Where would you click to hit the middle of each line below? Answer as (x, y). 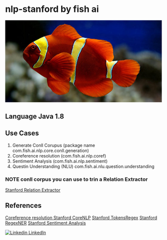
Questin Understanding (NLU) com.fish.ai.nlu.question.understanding (83, 166)
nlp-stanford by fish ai (52, 9)
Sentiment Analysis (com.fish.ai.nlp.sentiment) (60, 161)
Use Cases (22, 133)
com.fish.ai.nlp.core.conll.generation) (51, 151)
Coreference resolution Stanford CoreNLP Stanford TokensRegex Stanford (81, 218)
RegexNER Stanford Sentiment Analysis (45, 223)
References (23, 205)
